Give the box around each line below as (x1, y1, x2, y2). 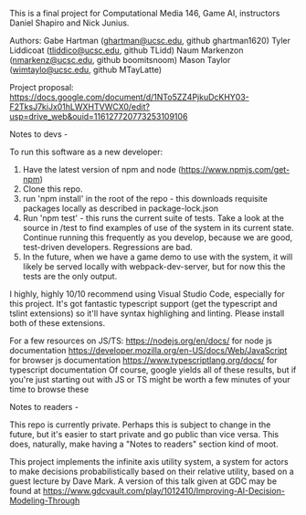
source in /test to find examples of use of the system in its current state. (22, 223, 294, 233)
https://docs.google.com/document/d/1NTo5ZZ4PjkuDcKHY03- (9, 91, 249, 102)
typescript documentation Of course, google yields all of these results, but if (9, 364, 297, 375)
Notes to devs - (9, 129, 69, 140)
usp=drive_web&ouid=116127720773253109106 (9, 111, 188, 121)
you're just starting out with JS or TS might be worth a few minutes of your (9, 374, 290, 384)
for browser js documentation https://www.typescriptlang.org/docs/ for (9, 355, 278, 365)
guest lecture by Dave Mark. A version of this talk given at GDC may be (9, 476, 277, 487)
